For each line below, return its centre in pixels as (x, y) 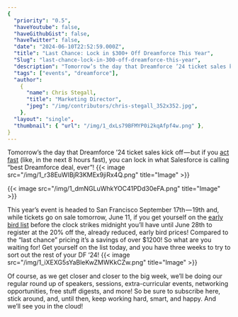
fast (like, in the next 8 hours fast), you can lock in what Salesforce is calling (118, 160)
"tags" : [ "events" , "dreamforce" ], (66, 73)
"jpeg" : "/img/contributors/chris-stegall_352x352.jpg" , (112, 106)
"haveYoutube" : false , (47, 27)
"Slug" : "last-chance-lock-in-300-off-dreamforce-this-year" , (107, 60)
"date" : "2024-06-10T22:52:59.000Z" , (69, 47)
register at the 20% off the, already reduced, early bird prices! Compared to (118, 232)
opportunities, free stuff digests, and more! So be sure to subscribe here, (114, 292)
